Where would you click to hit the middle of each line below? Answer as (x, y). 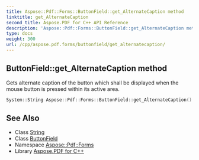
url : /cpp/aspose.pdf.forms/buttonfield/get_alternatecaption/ (86, 45)
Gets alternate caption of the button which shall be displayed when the (92, 83)
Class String (30, 132)
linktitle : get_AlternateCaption (47, 17)
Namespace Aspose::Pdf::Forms (54, 145)
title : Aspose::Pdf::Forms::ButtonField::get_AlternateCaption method (95, 12)
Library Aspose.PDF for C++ (49, 151)
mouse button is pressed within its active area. (63, 89)
